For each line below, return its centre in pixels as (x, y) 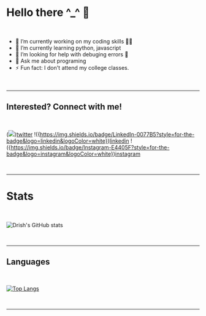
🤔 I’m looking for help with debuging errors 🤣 (72, 54)
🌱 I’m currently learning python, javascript (68, 48)
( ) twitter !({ (23, 134)
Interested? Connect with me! (64, 107)
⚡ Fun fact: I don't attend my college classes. (72, 67)
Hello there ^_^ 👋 (48, 13)
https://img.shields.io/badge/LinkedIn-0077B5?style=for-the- (117, 134)
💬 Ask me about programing (51, 61)
